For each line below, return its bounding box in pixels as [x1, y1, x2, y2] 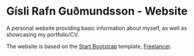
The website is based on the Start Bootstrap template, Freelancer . [6, 43, 172, 50]
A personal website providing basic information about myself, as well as [6, 24, 187, 32]
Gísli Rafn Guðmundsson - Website [6, 4, 188, 18]
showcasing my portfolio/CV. [6, 30, 80, 38]
